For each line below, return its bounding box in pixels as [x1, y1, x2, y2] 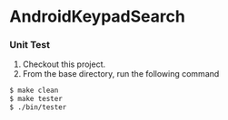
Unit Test [9, 39, 50, 51]
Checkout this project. [22, 59, 106, 69]
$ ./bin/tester [9, 103, 67, 112]
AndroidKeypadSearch [9, 6, 186, 27]
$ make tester [9, 95, 64, 104]
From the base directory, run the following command [22, 69, 220, 79]
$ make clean [9, 86, 59, 96]
